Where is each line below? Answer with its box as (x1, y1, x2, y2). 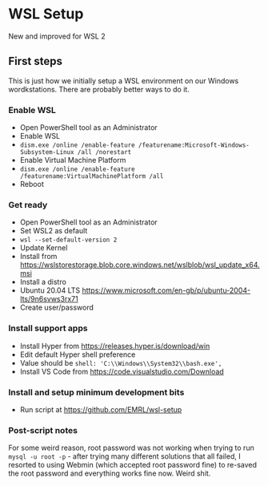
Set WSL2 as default (19, 226, 88, 236)
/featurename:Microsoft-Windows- (138, 141, 250, 149)
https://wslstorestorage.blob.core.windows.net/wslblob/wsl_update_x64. (19, 260, 260, 269)
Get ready (8, 199, 48, 210)
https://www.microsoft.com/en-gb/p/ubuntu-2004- (82, 286, 251, 295)
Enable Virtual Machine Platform (19, 156, 126, 165)
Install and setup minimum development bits (8, 387, 185, 398)
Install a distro (19, 277, 66, 287)
